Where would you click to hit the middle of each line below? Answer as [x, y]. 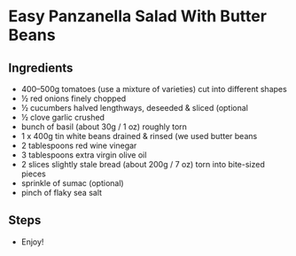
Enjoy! [32, 242]
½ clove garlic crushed [63, 117]
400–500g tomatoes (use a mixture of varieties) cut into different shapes [154, 89]
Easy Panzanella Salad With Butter [138, 16]
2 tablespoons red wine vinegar [79, 145]
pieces [33, 174]
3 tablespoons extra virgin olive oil [84, 155]
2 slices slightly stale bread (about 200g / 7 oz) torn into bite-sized [143, 164]
